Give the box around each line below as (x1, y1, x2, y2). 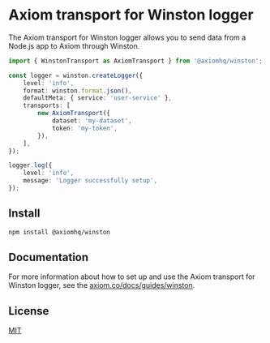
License (8, 304, 49, 318)
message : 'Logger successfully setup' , (23, 177, 158, 185)
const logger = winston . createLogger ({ (8, 71, 144, 79)
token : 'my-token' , (51, 124, 118, 132)
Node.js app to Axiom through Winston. (8, 41, 140, 50)
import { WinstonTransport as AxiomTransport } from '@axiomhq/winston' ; (8, 57, 264, 65)
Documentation (8, 251, 89, 264)
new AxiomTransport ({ (37, 109, 111, 118)
